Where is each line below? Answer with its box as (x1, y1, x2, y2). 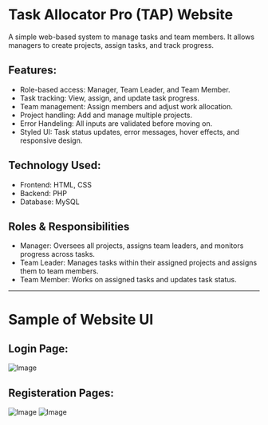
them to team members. (19, 266, 99, 276)
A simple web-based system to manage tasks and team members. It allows (8, 32, 255, 41)
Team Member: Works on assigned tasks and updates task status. (19, 275, 237, 285)
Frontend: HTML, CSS (19, 179, 92, 189)
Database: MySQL (19, 197, 80, 207)
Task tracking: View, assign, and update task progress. (19, 93, 200, 103)
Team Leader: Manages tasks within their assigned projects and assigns (19, 258, 258, 268)
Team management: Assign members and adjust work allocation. (19, 101, 234, 111)
